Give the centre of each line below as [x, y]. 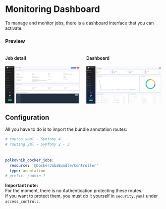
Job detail [16, 58]
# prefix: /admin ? [25, 176]
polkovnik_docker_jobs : [30, 160]
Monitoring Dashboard [53, 9]
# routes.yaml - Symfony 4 [33, 139]
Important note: [22, 186]
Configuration [27, 117]
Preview [15, 41]
